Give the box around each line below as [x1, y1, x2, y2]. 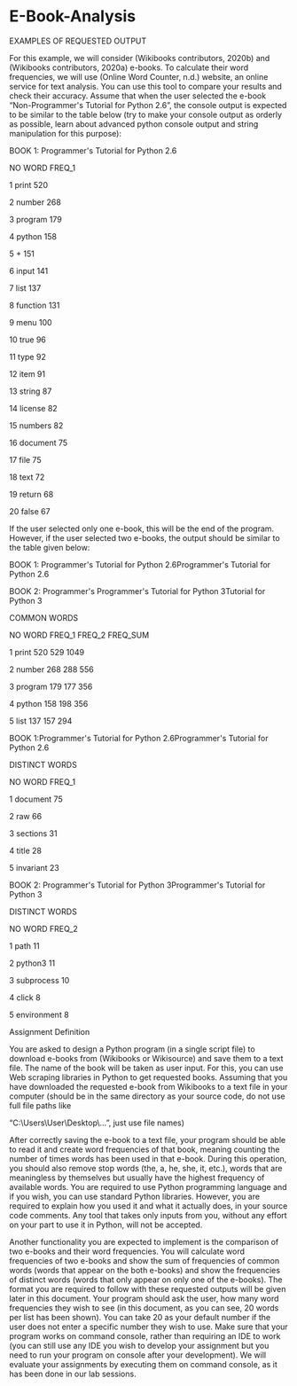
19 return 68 [9, 489, 54, 499]
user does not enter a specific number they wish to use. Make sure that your [9, 1321, 288, 1332]
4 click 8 [9, 991, 42, 1003]
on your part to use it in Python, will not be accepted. [9, 1219, 203, 1230]
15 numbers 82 [9, 419, 64, 431]
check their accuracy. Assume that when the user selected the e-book [9, 90, 267, 101]
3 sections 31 [9, 827, 58, 839]
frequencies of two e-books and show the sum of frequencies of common [9, 1255, 280, 1265]
